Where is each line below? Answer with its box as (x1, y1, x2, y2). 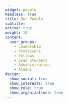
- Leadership (14, 44, 41, 49)
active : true (5, 26, 32, 31)
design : (5, 72, 21, 77)
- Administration (14, 62, 50, 67)
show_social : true (9, 76, 48, 81)
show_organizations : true (9, 90, 64, 95)
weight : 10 (5, 30, 28, 35)
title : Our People (5, 16, 43, 21)
